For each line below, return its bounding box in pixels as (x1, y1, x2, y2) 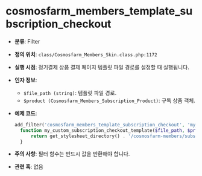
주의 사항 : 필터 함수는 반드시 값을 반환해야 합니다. (14, 150, 130, 158)
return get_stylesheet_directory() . (30, 133, 126, 139)
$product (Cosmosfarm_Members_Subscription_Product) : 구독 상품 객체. (23, 97, 195, 104)
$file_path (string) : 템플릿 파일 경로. (23, 89, 117, 96)
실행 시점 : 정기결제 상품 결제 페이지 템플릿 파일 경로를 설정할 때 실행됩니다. (14, 64, 189, 71)
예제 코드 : (14, 109, 37, 117)
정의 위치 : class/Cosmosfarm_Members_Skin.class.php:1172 (14, 50, 157, 58)
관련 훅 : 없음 (14, 163, 43, 171)
